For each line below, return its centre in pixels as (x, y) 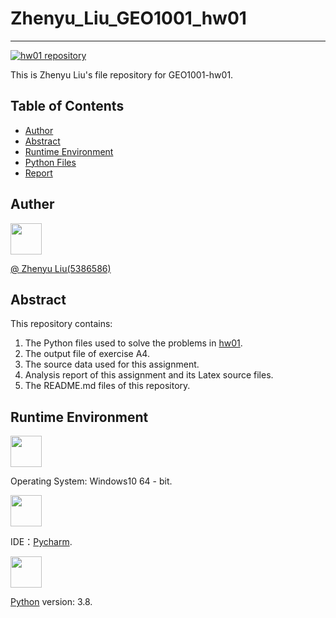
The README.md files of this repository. (107, 386)
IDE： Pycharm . (41, 542)
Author (39, 130)
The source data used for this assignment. (112, 364)
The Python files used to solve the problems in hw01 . (133, 343)
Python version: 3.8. (51, 602)
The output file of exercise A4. (87, 354)
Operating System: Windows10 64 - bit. (91, 481)
